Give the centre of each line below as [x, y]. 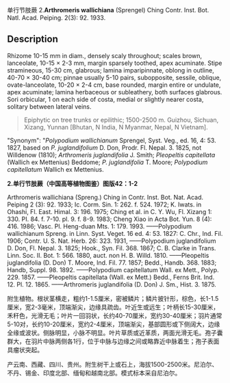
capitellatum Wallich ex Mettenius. [55, 169]
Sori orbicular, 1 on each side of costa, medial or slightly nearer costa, [105, 99]
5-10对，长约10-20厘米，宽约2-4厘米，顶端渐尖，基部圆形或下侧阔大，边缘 [114, 324]
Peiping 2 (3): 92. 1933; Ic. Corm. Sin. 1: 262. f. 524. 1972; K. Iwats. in [104, 204]
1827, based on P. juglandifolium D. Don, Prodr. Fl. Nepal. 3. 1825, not [104, 147]
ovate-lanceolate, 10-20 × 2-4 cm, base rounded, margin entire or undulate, [114, 85]
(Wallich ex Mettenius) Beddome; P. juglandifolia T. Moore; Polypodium [107, 162]
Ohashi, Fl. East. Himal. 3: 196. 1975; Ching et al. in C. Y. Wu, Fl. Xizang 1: [110, 211]
